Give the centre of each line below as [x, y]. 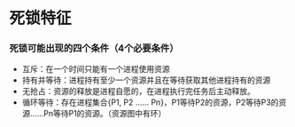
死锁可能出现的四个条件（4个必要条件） [94, 48]
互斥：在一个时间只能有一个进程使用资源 [96, 69]
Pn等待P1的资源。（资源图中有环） [105, 114]
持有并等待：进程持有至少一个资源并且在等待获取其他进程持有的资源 [146, 80]
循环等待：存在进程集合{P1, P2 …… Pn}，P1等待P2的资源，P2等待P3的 [150, 102]
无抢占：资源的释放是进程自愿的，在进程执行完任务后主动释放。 [138, 91]
